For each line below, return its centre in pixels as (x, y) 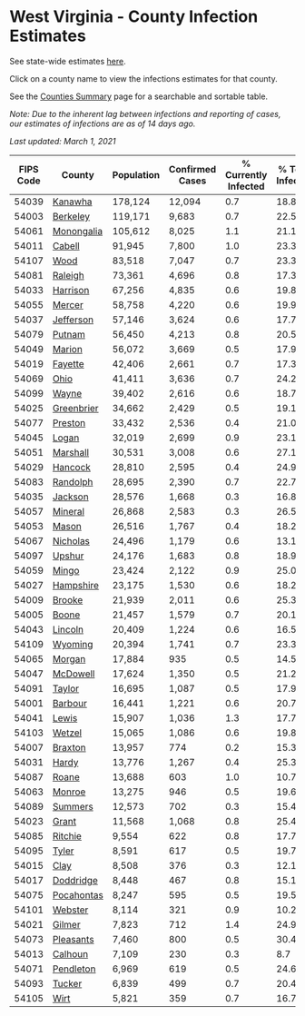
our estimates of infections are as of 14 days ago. (103, 123)
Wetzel (67, 733)
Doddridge (75, 880)
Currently (246, 174)
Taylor (66, 688)
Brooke (68, 599)
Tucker (67, 983)
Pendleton (74, 969)
